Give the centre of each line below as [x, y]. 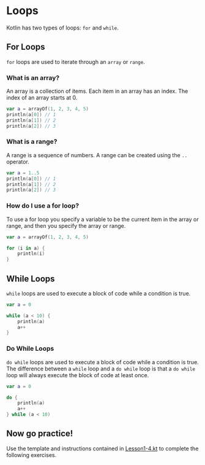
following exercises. [32, 455]
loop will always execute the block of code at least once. [78, 375]
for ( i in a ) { [26, 248]
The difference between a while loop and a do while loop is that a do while [101, 369]
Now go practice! [40, 434]
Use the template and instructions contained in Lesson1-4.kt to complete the [102, 448]
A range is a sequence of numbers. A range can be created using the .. [97, 155]
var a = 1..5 [23, 173]
